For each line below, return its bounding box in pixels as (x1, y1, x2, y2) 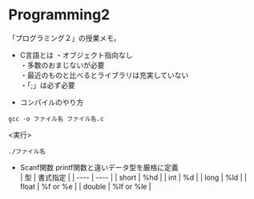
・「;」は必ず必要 (19, 80, 76, 90)
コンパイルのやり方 (19, 97, 84, 107)
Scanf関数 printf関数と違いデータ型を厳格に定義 (19, 162, 179, 172)
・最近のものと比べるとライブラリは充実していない (19, 70, 189, 79)
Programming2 (8, 6, 111, 24)
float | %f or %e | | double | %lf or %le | (19, 181, 152, 191)
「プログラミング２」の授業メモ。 (8, 33, 121, 43)
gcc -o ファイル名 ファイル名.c (8, 115, 104, 123)
